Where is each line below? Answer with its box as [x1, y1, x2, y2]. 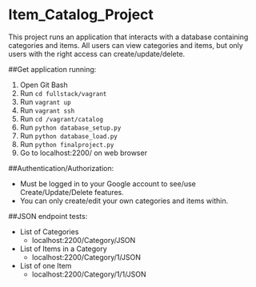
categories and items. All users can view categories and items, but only [8, 40, 244, 50]
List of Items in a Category [19, 244, 108, 253]
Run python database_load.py [19, 130, 118, 141]
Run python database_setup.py [19, 122, 122, 132]
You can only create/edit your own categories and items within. [19, 196, 229, 205]
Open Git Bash [19, 80, 68, 90]
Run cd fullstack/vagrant [19, 88, 107, 98]
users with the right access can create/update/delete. [8, 49, 186, 58]
